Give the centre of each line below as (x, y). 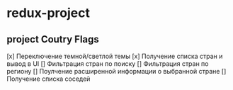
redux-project (48, 13)
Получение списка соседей (49, 79)
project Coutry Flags (53, 39)
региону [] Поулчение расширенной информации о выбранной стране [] (116, 71)
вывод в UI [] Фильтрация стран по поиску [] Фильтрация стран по (108, 64)
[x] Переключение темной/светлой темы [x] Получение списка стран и (115, 56)
